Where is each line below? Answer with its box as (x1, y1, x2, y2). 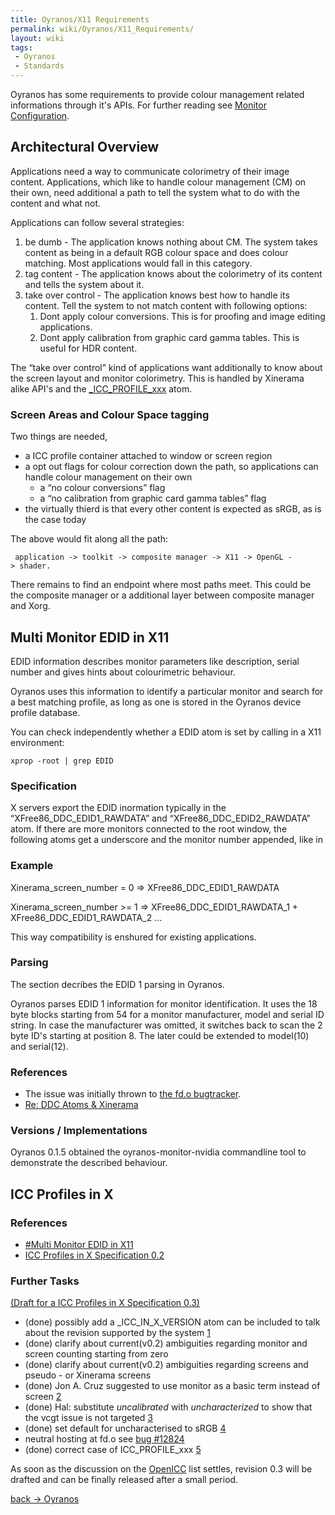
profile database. (10, 706, 81, 718)
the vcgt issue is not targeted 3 (24, 1412, 153, 1424)
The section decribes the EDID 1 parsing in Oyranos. (10, 978, 225, 990)
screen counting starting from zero (24, 1348, 169, 1360)
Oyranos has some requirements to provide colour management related (10, 89, 305, 100)
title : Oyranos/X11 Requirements (10, 14, 150, 25)
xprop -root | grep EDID (10, 756, 114, 766)
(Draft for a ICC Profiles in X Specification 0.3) (10, 1297, 200, 1309)
